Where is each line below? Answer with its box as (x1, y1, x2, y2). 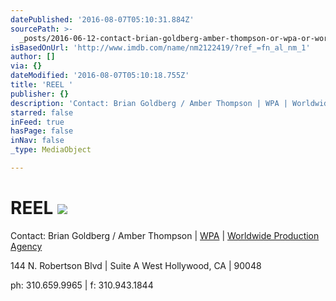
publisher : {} (10, 89, 70, 99)
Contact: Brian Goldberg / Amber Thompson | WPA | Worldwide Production (10, 229, 320, 241)
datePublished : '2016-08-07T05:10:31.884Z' (10, 14, 195, 25)
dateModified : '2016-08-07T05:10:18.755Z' (10, 71, 190, 81)
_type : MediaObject (10, 145, 92, 155)
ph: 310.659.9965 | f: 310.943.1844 (10, 279, 154, 291)
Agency (10, 240, 43, 252)
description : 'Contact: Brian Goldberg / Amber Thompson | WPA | (10, 98, 288, 108)
